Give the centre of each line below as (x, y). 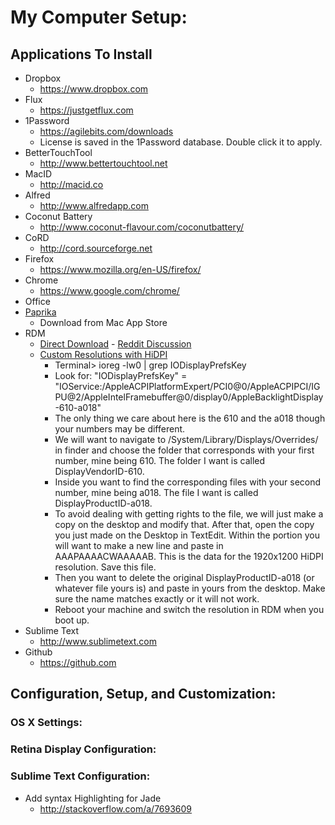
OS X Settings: (46, 723)
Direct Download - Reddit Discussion (115, 344)
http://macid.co (71, 184)
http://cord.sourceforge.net (96, 248)
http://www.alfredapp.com (94, 205)
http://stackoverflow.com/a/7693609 (116, 808)
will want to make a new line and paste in (139, 545)
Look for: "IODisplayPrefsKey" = (121, 375)
